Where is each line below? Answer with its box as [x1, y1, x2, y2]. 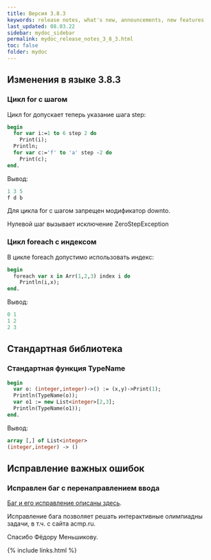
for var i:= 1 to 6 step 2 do [13, 130, 97, 137]
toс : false [7, 42, 38, 49]
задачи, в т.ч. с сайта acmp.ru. [7, 519, 96, 528]
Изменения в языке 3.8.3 [7, 74, 122, 86]
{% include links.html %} [7, 546, 77, 554]
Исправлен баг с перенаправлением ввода [7, 483, 160, 492]
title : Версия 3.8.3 [7, 10, 67, 17]
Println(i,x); [19, 279, 60, 286]
